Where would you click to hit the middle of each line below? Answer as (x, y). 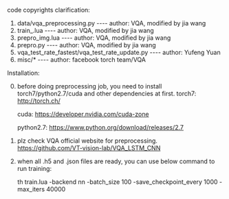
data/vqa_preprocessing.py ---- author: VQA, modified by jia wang (111, 23)
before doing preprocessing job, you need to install (89, 86)
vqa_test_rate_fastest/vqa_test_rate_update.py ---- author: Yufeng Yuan (119, 52)
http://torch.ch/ (39, 101)
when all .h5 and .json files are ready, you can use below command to (116, 161)
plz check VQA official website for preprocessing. (87, 141)
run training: (34, 168)
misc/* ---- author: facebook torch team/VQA (81, 60)
